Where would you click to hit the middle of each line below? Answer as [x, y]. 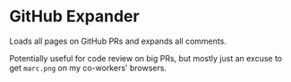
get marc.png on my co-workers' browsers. [88, 68]
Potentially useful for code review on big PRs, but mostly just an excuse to [146, 58]
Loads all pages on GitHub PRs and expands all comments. [118, 41]
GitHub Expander [75, 16]
